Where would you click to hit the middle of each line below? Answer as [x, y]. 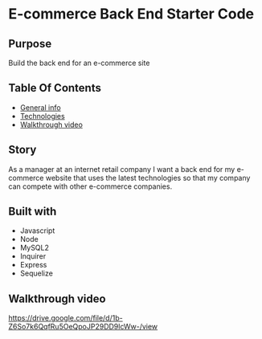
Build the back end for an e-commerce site [79, 63]
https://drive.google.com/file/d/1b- [65, 318]
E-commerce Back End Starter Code [131, 14]
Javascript [37, 231]
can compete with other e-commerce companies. [90, 186]
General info [41, 107]
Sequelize [37, 273]
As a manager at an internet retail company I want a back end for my [122, 169]
